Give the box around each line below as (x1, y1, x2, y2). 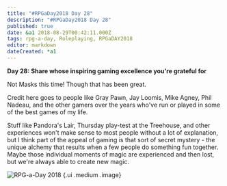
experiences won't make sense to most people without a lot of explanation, (7, 128, 219, 137)
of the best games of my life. (7, 107, 88, 116)
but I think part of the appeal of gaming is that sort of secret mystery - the (7, 135, 215, 144)
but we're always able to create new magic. (7, 157, 130, 165)
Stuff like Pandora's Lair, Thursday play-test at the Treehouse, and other (7, 121, 211, 129)
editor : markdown (7, 42, 57, 49)
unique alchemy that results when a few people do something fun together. (7, 143, 219, 151)
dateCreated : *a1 (7, 49, 57, 55)
